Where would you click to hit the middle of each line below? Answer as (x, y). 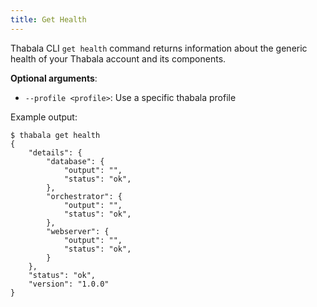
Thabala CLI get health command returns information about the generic (159, 48)
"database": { (75, 161)
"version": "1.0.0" (69, 284)
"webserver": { (78, 231)
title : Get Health (48, 19)
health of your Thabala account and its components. (118, 58)
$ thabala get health (55, 135)
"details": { (55, 152)
